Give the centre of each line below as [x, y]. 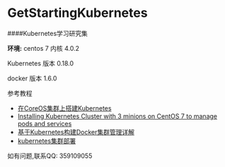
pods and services [45, 123]
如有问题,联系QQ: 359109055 [50, 156]
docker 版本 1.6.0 [32, 78]
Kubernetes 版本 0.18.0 [41, 63]
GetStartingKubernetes [77, 13]
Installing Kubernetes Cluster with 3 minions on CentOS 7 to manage [117, 116]
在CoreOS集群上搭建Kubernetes [64, 108]
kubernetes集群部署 [47, 141]
